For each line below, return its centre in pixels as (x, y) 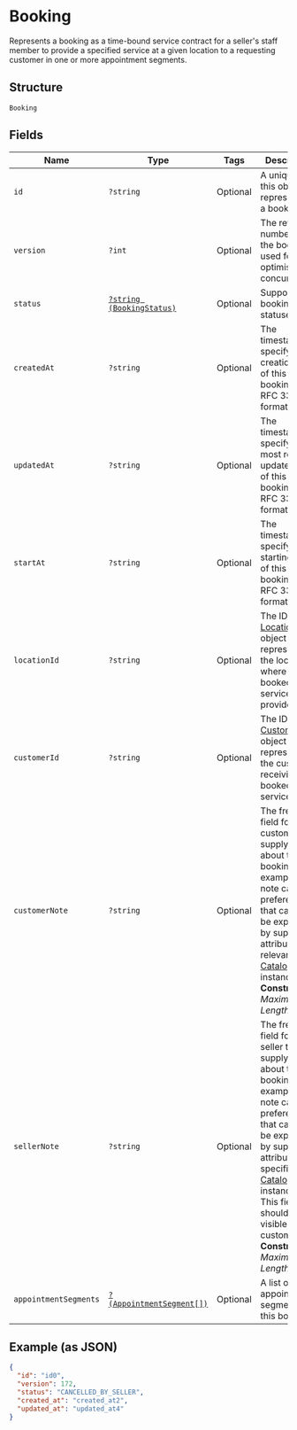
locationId (36, 660)
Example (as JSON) (63, 1347)
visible (274, 1224)
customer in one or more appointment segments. (98, 59)
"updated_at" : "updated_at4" (71, 1409)
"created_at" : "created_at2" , (72, 1400)
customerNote (41, 910)
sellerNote (36, 1146)
